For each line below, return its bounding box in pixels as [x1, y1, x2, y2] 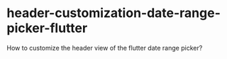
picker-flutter [6, 20, 88, 36]
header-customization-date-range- [6, 5, 221, 21]
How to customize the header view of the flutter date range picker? [6, 43, 203, 52]
